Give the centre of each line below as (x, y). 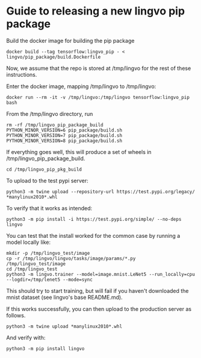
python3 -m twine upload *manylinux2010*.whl (64, 326)
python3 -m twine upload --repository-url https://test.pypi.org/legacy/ (101, 191)
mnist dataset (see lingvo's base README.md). (64, 297)
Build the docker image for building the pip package (70, 40)
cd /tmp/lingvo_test (32, 269)
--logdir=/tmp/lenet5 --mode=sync (50, 280)
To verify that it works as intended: (49, 208)
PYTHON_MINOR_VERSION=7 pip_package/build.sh (64, 135)
